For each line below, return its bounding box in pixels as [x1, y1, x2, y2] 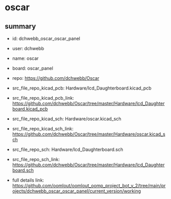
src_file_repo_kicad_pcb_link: [12, 95, 74, 101]
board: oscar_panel [12, 65, 53, 71]
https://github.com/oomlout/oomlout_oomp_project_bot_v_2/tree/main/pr [12, 183, 166, 188]
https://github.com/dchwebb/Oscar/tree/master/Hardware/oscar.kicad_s [12, 131, 166, 137]
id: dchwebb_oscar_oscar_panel [12, 35, 80, 41]
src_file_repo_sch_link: [12, 157, 60, 162]
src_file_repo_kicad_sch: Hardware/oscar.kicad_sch [12, 116, 121, 122]
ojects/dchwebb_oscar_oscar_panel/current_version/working [12, 188, 141, 194]
